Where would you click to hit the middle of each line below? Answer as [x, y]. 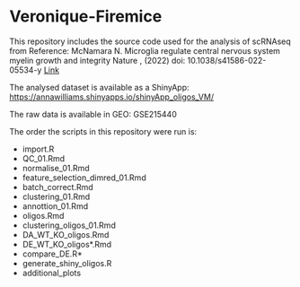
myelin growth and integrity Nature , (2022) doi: [97, 60]
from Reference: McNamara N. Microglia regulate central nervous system [145, 50]
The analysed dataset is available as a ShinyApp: [100, 87]
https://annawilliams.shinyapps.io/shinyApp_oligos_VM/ [111, 97]
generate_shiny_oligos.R [67, 263]
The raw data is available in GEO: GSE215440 [93, 114]
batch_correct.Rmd [58, 187]
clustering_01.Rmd [56, 196]
